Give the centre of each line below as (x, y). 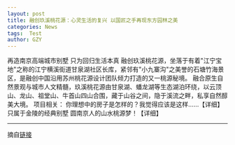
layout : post (26, 14)
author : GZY (24, 40)
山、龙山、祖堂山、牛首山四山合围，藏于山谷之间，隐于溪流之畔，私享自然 (114, 96)
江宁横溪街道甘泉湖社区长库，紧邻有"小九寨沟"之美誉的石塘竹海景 (129, 69)
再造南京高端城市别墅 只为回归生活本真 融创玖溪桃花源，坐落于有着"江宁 (112, 61)
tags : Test (24, 33)
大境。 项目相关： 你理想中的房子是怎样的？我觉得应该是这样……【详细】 (118, 104)
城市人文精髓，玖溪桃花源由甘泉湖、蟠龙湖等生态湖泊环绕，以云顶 (126, 87)
